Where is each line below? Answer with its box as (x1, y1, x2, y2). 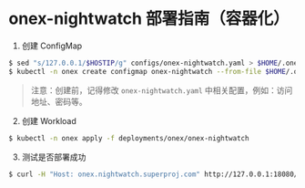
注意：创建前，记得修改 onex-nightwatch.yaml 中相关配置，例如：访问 (30, 84, 293, 96)
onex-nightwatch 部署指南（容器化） (8, 8, 290, 29)
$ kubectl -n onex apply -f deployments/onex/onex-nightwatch (8, 133, 249, 142)
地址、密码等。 (30, 96, 87, 107)
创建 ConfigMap (21, 40, 83, 51)
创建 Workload (21, 115, 76, 126)
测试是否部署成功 (21, 151, 86, 162)
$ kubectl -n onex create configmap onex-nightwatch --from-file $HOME (8, 67, 286, 76)
